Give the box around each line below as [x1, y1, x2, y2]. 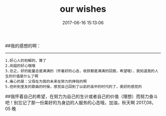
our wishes [60, 3, 106, 15]
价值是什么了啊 [12, 74, 39, 79]
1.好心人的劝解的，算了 [5, 58, 47, 63]
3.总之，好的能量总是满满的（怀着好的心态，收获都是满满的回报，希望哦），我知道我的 [5, 68, 155, 73]
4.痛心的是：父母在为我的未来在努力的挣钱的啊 [5, 79, 87, 84]
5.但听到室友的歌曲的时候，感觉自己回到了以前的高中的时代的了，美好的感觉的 [5, 84, 142, 89]
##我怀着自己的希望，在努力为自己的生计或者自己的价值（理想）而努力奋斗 [5, 93, 158, 99]
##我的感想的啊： [5, 43, 41, 49]
